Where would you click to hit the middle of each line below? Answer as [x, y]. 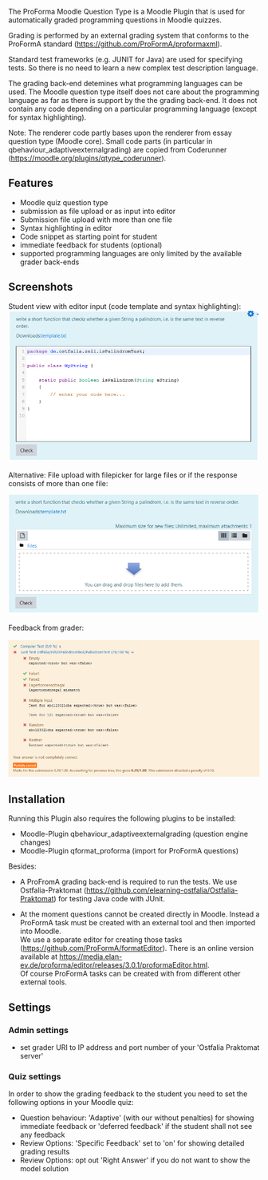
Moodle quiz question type [64, 202]
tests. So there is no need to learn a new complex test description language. [133, 68]
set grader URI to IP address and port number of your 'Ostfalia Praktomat [140, 1047]
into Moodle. [40, 931]
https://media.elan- [91, 956]
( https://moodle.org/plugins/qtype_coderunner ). [87, 158]
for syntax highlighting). [47, 117]
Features [31, 183]
